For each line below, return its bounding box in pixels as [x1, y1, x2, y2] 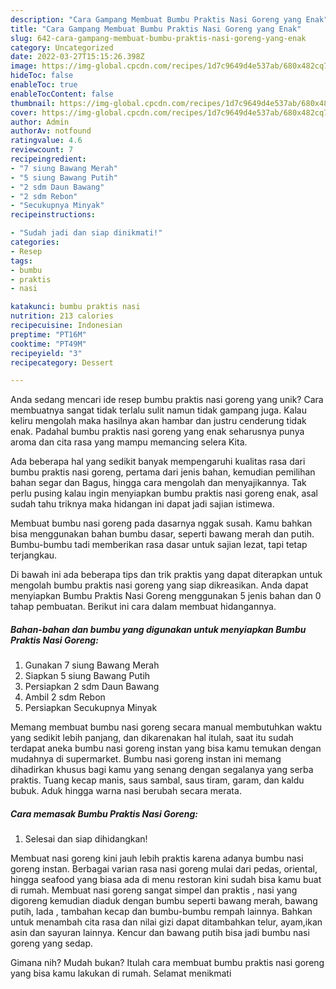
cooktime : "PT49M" [10, 339, 87, 349]
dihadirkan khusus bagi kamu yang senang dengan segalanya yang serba [10, 764, 314, 776]
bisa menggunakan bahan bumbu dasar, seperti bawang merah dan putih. [10, 528, 315, 540]
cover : [10, 107, 38, 118]
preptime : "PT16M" [10, 329, 87, 340]
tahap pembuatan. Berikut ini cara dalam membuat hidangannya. [10, 601, 277, 613]
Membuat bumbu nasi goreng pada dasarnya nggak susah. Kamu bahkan [10, 517, 313, 530]
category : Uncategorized [10, 42, 114, 53]
